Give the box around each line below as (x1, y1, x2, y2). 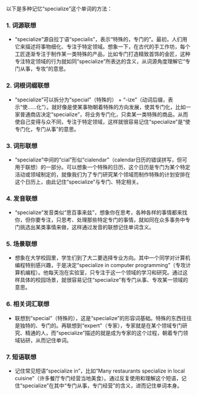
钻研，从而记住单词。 (19, 337, 72, 344)
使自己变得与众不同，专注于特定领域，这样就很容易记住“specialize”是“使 (14, 118, 190, 125)
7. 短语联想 (6, 353, 37, 361)
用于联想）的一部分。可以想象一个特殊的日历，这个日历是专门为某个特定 (14, 163, 190, 170)
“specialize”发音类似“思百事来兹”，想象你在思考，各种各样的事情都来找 (14, 209, 187, 216)
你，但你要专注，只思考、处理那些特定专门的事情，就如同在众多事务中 (14, 216, 186, 223)
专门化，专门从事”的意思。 (14, 126, 80, 133)
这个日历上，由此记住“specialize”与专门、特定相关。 (14, 178, 142, 185)
